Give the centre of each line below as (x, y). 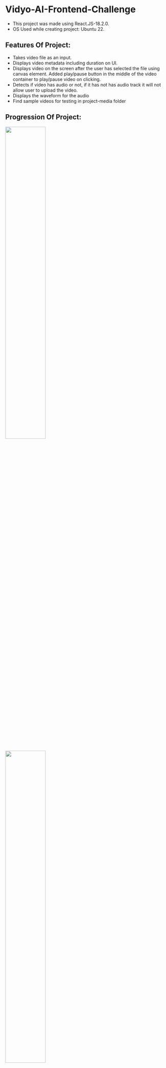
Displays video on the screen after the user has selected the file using (86, 68)
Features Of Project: (38, 45)
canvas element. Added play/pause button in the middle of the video (85, 74)
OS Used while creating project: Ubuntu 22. (58, 29)
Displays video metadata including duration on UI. (65, 63)
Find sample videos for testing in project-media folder (69, 101)
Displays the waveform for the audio (51, 95)
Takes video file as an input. (42, 57)
